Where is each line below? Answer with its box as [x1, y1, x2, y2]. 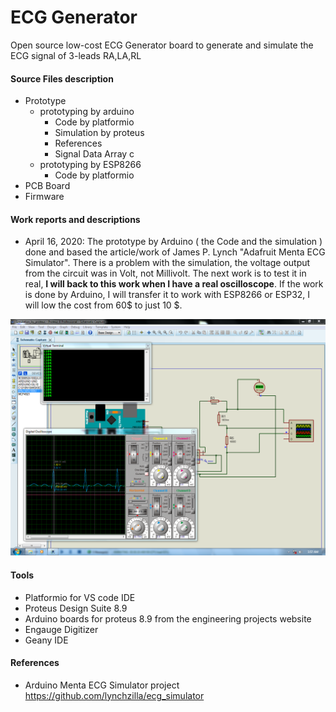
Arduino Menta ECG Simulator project [24, 679, 180, 691]
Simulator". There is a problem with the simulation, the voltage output [24, 257, 311, 269]
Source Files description [10, 72, 114, 85]
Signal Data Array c [54, 148, 135, 160]
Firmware [24, 191, 65, 203]
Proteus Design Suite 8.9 [24, 602, 128, 614]
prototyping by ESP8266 [39, 159, 142, 171]
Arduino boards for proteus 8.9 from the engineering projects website [24, 612, 312, 625]
